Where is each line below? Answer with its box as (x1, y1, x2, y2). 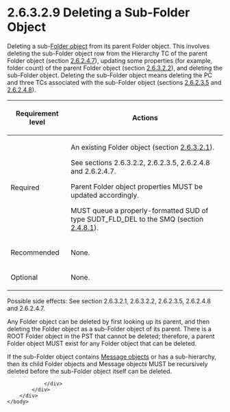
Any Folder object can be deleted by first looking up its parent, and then (7, 317, 210, 326)
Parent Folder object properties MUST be (71, 181, 203, 191)
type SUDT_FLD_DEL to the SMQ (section (71, 214, 204, 224)
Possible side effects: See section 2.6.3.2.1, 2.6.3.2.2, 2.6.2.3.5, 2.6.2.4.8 (7, 296, 211, 305)
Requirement (16, 108, 60, 118)
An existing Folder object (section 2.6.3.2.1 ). (71, 142, 215, 152)
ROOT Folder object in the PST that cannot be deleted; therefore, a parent (7, 332, 215, 340)
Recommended (10, 248, 60, 257)
